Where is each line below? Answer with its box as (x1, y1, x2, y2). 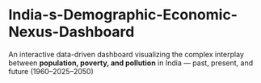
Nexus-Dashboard (8, 23, 135, 41)
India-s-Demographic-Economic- (8, 6, 238, 24)
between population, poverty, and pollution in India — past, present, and (8, 58, 253, 68)
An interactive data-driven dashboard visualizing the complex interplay (8, 49, 244, 59)
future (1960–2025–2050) (8, 66, 95, 76)
